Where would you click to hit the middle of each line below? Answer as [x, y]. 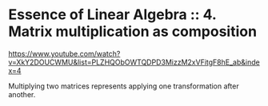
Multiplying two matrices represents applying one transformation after [124, 86]
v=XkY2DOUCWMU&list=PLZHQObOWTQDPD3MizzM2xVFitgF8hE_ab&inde [134, 62]
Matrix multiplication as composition [133, 31]
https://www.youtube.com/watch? [64, 53]
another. [22, 94]
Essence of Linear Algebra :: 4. [112, 15]
